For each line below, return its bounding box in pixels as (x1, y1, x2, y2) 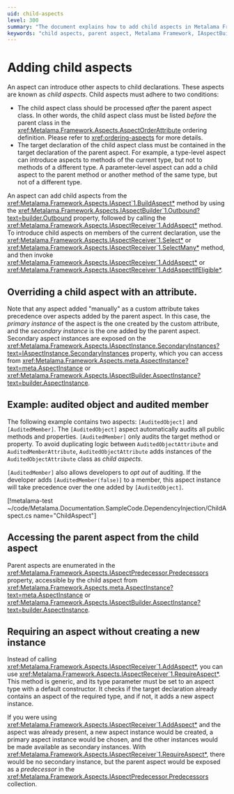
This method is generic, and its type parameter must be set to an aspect (7, 677, 214, 686)
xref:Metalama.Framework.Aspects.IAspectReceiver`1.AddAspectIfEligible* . (7, 266, 223, 274)
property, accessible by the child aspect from (7, 575, 138, 584)
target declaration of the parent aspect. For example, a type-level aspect (17, 148, 226, 157)
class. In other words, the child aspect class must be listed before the (17, 111, 217, 119)
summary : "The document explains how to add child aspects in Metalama (7, 23, 219, 30)
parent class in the (17, 119, 71, 127)
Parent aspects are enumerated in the (7, 561, 116, 569)
